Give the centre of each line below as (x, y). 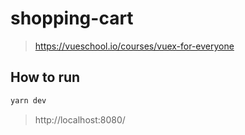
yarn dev (28, 100)
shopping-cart (72, 18)
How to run (45, 77)
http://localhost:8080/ (80, 119)
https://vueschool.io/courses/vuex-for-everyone (134, 46)
